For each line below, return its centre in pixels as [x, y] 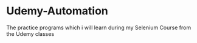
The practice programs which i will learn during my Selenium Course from [99, 27]
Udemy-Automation [57, 11]
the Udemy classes [30, 33]
